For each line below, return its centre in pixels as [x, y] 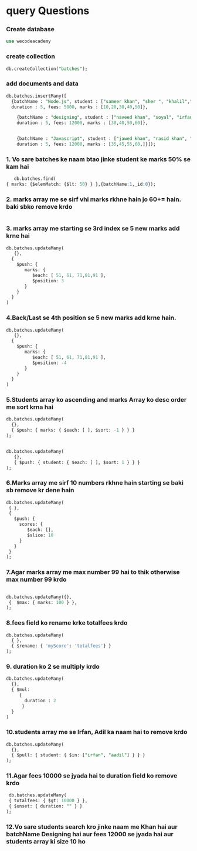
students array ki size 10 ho [46, 841]
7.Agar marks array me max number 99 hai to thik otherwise [93, 572]
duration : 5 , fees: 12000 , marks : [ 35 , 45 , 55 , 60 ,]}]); [86, 144]
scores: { [31, 525]
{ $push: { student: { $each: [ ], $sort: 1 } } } [77, 462]
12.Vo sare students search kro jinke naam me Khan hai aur [92, 826]
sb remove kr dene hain [40, 490]
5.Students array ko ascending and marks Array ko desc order [96, 400]
